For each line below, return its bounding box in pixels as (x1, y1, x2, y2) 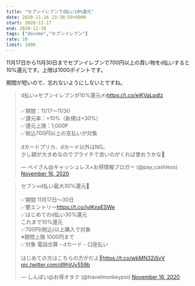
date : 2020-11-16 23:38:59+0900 (6, 14, 86, 20)
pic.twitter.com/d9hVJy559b (20, 261, 90, 268)
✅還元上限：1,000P (20, 122, 68, 129)
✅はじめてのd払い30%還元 (20, 210, 87, 218)
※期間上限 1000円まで (20, 233, 74, 240)
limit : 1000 (6, 42, 36, 48)
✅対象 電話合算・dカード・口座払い (20, 240, 109, 247)
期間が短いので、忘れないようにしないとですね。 (6, 78, 126, 86)
